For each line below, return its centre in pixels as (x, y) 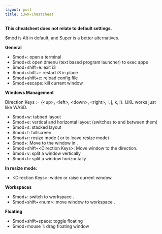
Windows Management (30, 92)
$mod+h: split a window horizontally (49, 158)
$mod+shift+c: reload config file (45, 78)
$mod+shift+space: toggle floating (47, 221)
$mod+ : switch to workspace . (43, 197)
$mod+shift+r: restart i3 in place (45, 72)
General (14, 47)
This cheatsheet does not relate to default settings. (59, 28)
